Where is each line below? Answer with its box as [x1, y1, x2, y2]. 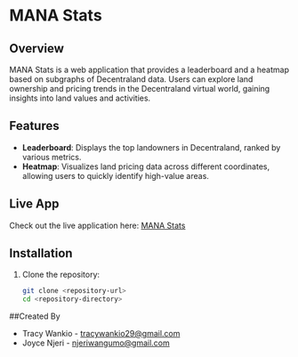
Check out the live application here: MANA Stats [9, 220, 186, 231]
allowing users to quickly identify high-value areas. [21, 170, 209, 181]
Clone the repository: [21, 269, 101, 280]
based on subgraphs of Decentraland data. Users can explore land [9, 74, 254, 85]
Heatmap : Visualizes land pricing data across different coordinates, [21, 161, 270, 172]
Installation [9, 246, 73, 261]
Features [9, 118, 60, 134]
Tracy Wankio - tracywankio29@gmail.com [21, 329, 181, 339]
